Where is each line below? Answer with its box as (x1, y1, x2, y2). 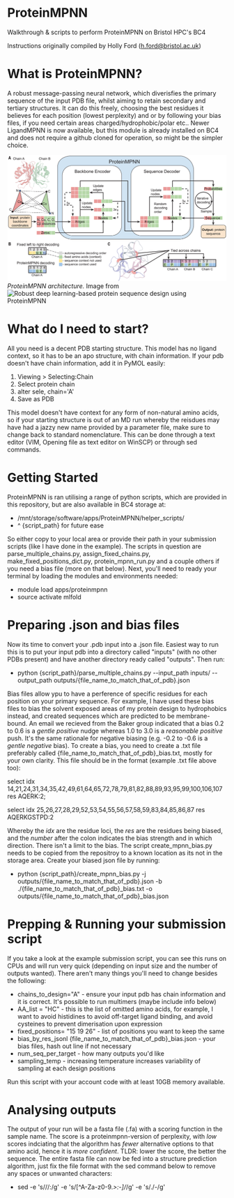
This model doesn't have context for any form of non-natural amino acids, (7, 408, 219, 417)
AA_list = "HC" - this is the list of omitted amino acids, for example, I (17, 1005, 214, 1013)
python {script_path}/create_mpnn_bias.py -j (17, 869, 146, 878)
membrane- (176, 712, 210, 720)
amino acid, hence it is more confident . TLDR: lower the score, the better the (7, 1147, 227, 1155)
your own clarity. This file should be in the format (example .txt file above (7, 756, 217, 765)
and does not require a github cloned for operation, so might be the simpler (7, 133, 224, 142)
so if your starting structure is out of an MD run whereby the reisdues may (7, 415, 220, 424)
